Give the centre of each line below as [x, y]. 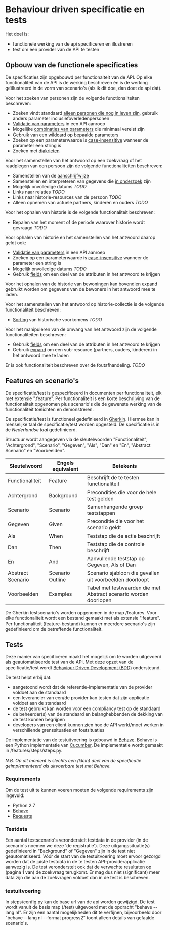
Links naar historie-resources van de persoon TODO [67, 197]
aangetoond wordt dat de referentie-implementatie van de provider [82, 687]
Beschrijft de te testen [113, 477]
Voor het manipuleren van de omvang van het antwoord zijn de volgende [81, 329]
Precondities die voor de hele [122, 492]
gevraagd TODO [30, 227]
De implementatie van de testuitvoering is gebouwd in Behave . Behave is [81, 740]
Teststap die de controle [116, 544]
